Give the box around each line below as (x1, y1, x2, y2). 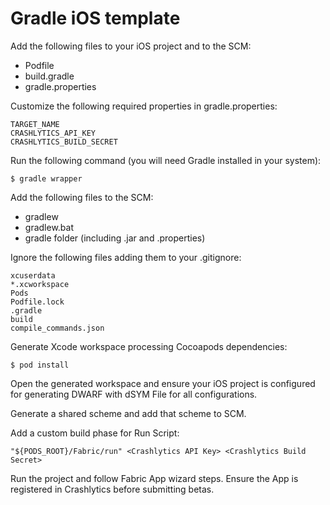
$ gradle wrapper (10, 173, 83, 184)
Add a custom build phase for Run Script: (10, 427, 180, 439)
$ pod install (10, 360, 70, 370)
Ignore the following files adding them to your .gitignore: (10, 251, 242, 263)
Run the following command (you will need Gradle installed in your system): (10, 154, 322, 166)
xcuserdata (10, 270, 56, 281)
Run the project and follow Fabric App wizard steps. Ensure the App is (10, 472, 299, 484)
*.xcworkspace (10, 279, 70, 289)
